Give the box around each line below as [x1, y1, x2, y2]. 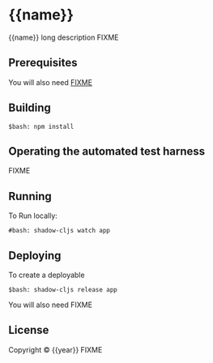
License [8, 323, 49, 337]
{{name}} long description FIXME [8, 32, 119, 42]
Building [8, 101, 51, 115]
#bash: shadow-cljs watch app [8, 227, 111, 235]
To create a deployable [8, 270, 85, 280]
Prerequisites [8, 56, 78, 70]
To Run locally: [8, 211, 58, 220]
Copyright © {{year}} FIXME [8, 344, 103, 354]
